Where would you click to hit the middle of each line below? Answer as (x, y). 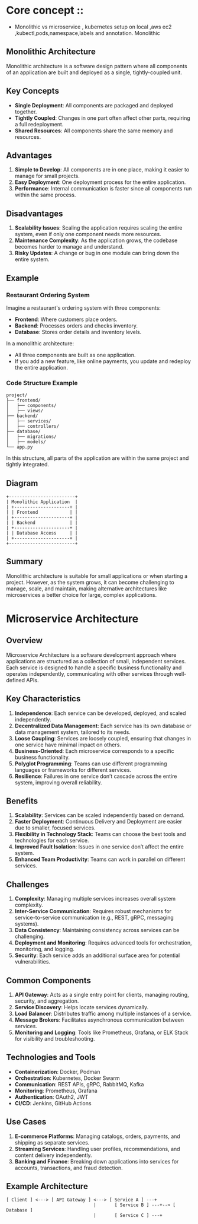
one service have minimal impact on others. (68, 745)
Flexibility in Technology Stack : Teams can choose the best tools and (100, 834)
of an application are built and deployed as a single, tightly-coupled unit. (94, 72)
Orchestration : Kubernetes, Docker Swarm (67, 1078)
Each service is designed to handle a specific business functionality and (94, 667)
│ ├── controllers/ (33, 427)
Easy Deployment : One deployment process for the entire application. (100, 182)
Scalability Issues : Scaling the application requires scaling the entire (98, 228)
